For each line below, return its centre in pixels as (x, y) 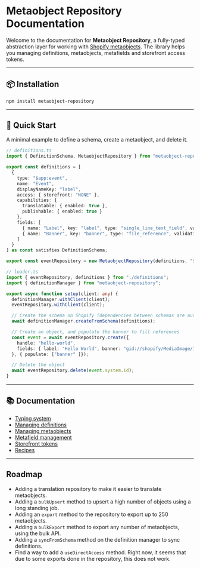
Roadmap (24, 475)
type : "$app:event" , (42, 178)
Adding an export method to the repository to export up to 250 (91, 514)
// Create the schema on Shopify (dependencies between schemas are (98, 316)
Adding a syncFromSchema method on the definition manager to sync (97, 539)
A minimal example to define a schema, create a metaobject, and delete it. (97, 140)
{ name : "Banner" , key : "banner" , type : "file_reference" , (96, 234)
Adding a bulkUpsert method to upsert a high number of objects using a (103, 501)
